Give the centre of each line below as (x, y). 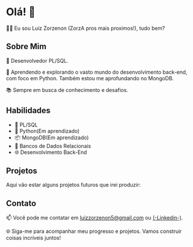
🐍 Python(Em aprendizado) (47, 131)
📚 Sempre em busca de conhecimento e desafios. (67, 90)
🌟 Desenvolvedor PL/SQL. (37, 60)
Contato (21, 203)
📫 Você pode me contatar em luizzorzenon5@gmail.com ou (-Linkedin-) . (94, 218)
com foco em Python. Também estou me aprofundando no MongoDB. (90, 78)
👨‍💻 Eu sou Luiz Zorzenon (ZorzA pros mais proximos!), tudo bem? (86, 28)
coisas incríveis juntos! (34, 238)
